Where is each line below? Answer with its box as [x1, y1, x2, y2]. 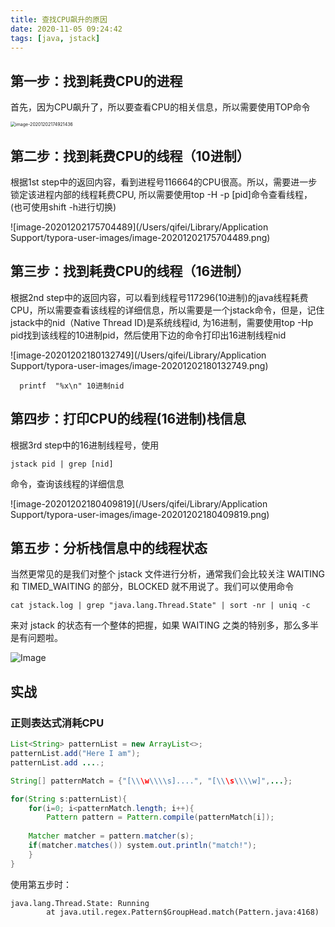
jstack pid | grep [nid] [10, 459, 114, 469]
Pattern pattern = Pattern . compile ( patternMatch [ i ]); [46, 812, 275, 823]
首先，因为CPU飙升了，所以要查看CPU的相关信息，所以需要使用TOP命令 [10, 101, 311, 113]
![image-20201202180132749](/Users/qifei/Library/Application [10, 349, 267, 361]
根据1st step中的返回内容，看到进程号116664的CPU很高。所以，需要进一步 [10, 176, 318, 188]
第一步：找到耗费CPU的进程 [10, 72, 183, 90]
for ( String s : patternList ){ [10, 794, 128, 804]
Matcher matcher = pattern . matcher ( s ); [28, 831, 195, 841]
